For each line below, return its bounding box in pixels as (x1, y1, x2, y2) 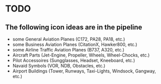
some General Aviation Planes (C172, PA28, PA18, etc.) (12, 36, 125, 42)
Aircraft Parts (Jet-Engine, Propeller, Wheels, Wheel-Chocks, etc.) (12, 52, 150, 58)
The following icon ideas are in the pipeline (5, 23, 142, 31)
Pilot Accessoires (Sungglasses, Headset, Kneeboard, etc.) (12, 57, 135, 63)
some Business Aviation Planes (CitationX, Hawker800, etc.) (12, 41, 137, 47)
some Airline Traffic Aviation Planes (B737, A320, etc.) (12, 47, 125, 52)
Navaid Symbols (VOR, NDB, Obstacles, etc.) (12, 63, 106, 68)
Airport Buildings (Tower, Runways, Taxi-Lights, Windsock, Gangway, (12, 68, 156, 74)
